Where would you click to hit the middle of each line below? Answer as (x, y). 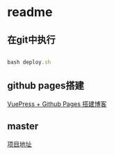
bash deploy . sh (29, 62)
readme (30, 12)
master (23, 126)
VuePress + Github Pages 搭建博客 (57, 104)
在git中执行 (31, 39)
